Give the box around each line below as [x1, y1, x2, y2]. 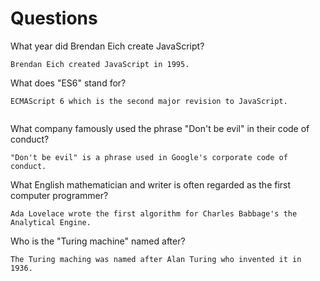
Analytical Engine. [10, 217, 92, 227]
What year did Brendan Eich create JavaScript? [10, 40, 205, 52]
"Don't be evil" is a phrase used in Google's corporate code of [10, 152, 288, 162]
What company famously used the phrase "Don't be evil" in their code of [10, 122, 310, 134]
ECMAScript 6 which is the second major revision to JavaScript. [10, 96, 288, 106]
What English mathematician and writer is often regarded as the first [10, 178, 292, 191]
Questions [10, 7, 98, 30]
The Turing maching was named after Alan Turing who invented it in [10, 254, 302, 264]
